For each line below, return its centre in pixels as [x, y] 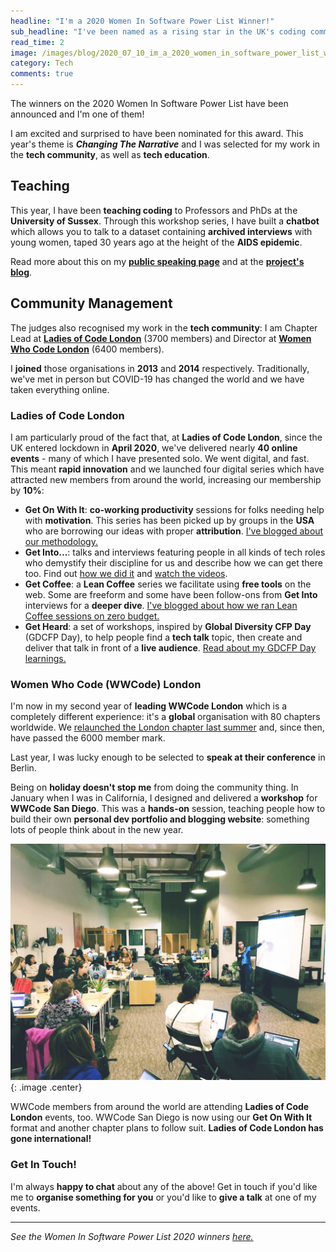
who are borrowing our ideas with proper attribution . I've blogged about [174, 531]
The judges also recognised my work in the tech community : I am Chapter [164, 327]
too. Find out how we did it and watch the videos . [126, 573]
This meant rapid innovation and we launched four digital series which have [167, 469]
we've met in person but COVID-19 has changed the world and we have [157, 379]
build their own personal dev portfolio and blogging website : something [160, 819]
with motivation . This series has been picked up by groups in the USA [169, 520]
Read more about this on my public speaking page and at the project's [157, 261]
